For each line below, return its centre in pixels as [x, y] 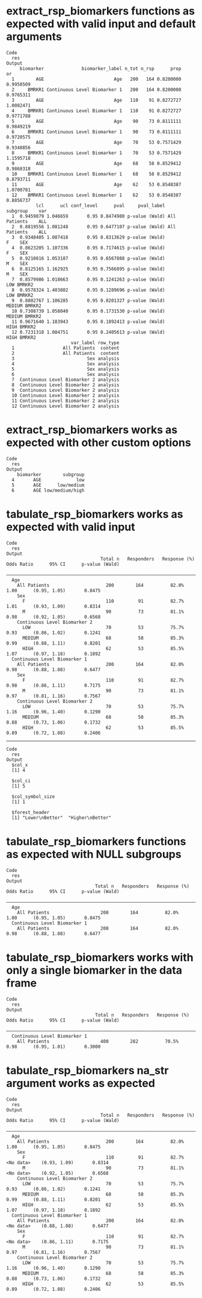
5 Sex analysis [66, 369]
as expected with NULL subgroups [94, 854]
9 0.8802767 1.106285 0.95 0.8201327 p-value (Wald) [88, 300]
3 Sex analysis [66, 359]
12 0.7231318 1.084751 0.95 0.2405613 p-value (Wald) [88, 332]
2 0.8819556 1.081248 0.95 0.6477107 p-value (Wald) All [94, 227]
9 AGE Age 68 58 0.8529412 [96, 163]
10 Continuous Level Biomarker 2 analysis [66, 395]
